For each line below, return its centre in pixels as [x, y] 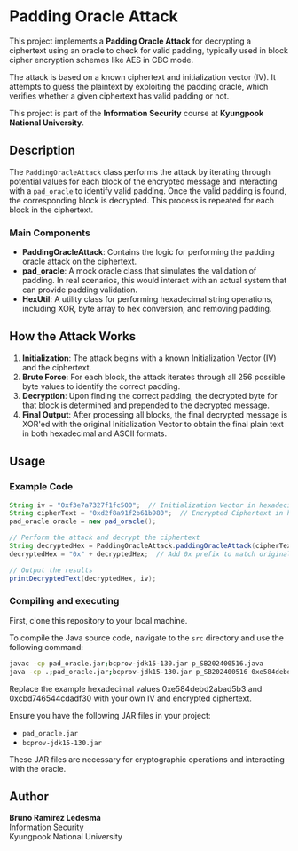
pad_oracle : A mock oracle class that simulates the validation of [139, 271]
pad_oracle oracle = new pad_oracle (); [83, 521]
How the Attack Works [72, 336]
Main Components [50, 233]
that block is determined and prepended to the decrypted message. [146, 405]
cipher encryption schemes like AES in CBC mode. [101, 60]
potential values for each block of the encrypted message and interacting [143, 181]
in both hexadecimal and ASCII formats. [94, 433]
